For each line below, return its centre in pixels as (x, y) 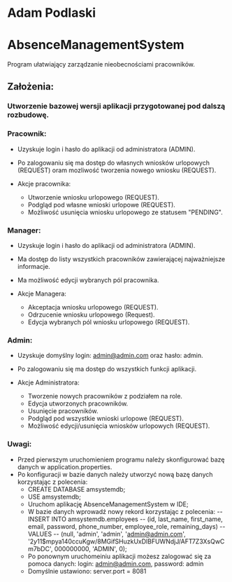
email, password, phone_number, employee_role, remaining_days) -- (126, 526)
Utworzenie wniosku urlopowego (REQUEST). (93, 197)
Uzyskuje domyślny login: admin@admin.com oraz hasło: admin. (110, 356)
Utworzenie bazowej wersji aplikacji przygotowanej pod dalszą (116, 106)
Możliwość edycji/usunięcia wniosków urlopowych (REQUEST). (119, 426)
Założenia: (31, 86)
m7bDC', (40, 548)
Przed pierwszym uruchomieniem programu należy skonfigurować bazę (121, 459)
